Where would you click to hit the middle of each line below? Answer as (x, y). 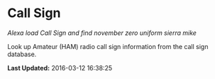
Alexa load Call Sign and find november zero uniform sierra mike (102, 33)
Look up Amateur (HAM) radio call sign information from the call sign (108, 46)
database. (22, 54)
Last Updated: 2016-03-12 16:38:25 (60, 68)
